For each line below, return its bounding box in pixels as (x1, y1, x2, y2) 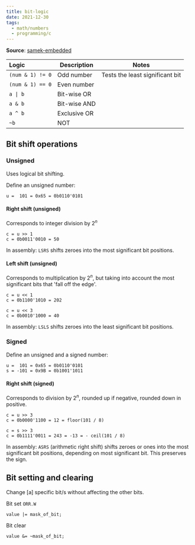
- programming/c (11, 31, 51, 37)
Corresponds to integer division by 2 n (6, 219, 97, 226)
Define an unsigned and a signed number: (6, 351, 108, 358)
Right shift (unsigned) (6, 205, 61, 213)
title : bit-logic (6, 8, 49, 15)
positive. (6, 400, 27, 408)
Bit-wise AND (57, 100, 96, 108)
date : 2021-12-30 (6, 14, 49, 20)
